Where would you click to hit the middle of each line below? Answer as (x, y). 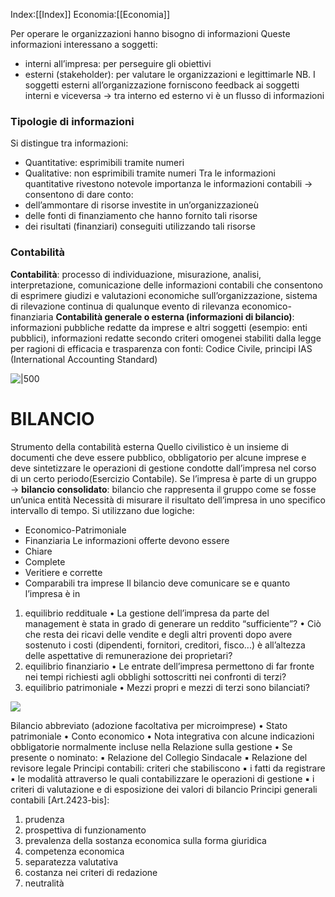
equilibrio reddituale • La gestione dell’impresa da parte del (147, 613)
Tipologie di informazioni (72, 121)
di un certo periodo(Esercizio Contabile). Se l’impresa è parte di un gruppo (163, 478)
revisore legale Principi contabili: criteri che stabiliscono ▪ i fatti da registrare (168, 768)
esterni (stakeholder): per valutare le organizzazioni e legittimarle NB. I (170, 74)
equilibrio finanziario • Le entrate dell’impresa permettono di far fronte (169, 666)
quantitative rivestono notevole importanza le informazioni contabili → (168, 184)
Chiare (38, 551)
